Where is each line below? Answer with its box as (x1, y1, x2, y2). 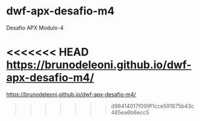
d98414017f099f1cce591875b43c (111, 102, 195, 110)
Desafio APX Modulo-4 (6, 24, 64, 31)
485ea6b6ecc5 (111, 108, 149, 116)
